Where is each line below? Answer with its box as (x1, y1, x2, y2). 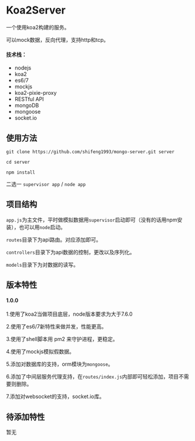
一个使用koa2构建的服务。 (6, 24, 70, 31)
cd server (6, 159, 31, 165)
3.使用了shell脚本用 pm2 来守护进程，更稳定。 (6, 336, 119, 343)
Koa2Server (6, 4, 66, 17)
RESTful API (14, 95, 44, 103)
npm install (6, 169, 35, 175)
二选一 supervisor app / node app (6, 180, 86, 187)
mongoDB (14, 102, 39, 109)
